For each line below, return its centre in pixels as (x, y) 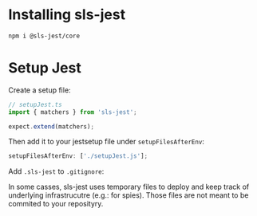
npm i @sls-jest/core (44, 36)
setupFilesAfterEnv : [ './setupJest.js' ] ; (78, 156)
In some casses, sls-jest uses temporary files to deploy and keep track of (129, 187)
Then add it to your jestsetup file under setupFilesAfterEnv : (107, 142)
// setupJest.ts (35, 104)
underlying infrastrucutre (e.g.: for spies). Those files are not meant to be (128, 195)
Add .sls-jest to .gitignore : (56, 171)
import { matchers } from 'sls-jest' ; (73, 112)
